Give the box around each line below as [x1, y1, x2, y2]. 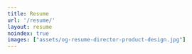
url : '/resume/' [7, 17, 55, 24]
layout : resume [7, 23, 53, 30]
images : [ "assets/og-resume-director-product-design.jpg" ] [7, 36, 186, 43]
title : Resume [7, 10, 50, 18]
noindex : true [7, 29, 50, 37]
